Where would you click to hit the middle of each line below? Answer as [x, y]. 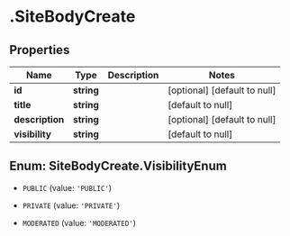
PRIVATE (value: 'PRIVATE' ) [71, 205]
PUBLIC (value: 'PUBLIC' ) [67, 187]
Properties [40, 50]
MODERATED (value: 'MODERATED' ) [79, 222]
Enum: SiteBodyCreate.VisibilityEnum [118, 166]
